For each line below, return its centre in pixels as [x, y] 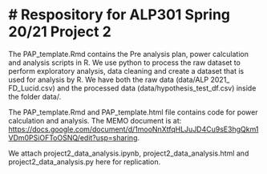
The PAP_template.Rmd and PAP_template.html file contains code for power [133, 112]
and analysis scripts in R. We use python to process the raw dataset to [124, 63]
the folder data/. [35, 96]
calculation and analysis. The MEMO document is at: [95, 120]
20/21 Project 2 [60, 32]
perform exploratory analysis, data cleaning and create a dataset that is [126, 71]
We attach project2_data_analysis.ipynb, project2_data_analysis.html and [129, 153]
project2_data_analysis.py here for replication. [85, 161]
